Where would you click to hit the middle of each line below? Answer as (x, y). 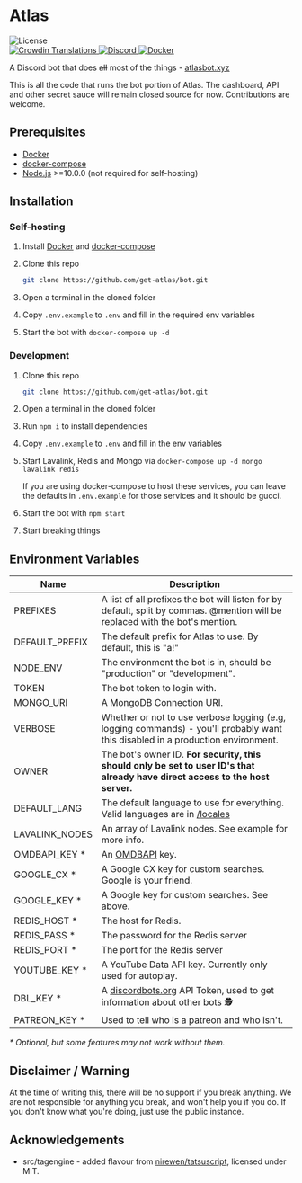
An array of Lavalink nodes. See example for (195, 829)
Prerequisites (48, 133)
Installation (41, 202)
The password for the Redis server (174, 936)
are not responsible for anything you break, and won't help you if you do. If (148, 1102)
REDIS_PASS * (45, 936)
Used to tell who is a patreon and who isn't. (192, 1020)
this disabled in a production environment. (190, 740)
